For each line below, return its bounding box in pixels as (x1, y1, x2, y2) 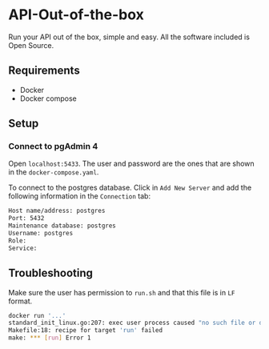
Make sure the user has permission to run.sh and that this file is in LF (8, 287, 235, 297)
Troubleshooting (8, 267, 94, 280)
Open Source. (8, 40, 54, 50)
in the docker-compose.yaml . (8, 167, 99, 177)
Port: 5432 (8, 215, 45, 223)
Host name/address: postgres (8, 207, 106, 215)
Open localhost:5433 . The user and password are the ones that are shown (8, 158, 255, 169)
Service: (8, 244, 38, 252)
